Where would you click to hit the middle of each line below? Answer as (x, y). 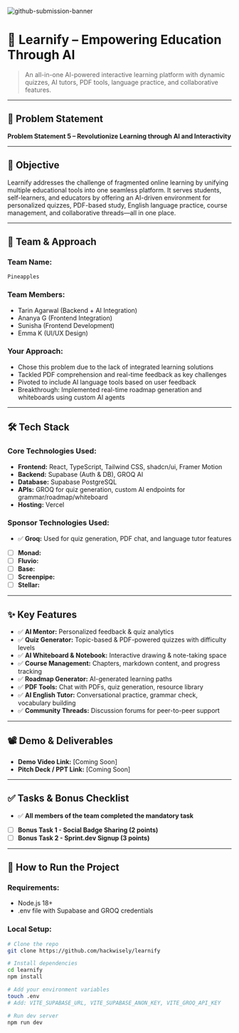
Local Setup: (30, 929)
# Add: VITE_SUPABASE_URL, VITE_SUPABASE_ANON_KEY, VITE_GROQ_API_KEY (114, 1003)
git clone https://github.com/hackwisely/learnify (84, 951)
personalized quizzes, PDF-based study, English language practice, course (117, 205)
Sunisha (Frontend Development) (66, 325)
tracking (30, 671)
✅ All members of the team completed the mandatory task (106, 816)
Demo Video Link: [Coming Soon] (67, 761)
